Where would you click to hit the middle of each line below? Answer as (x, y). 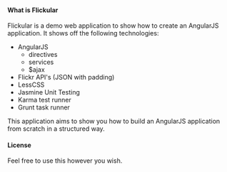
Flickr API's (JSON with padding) (66, 77)
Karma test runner (44, 100)
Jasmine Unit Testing (49, 92)
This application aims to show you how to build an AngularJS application (114, 122)
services (41, 62)
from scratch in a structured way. (56, 129)
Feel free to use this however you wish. (65, 161)
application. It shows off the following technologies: (83, 33)
